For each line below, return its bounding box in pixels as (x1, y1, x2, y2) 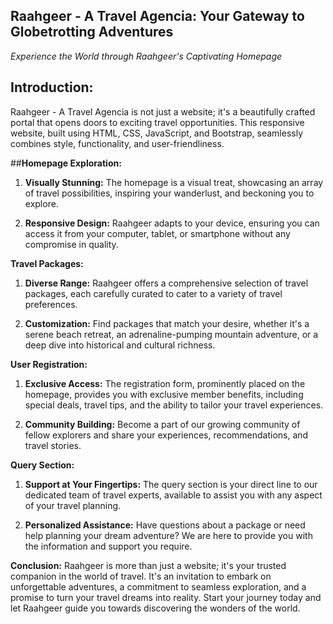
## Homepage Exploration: (10, 157, 122, 169)
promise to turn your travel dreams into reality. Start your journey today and (10, 591, 322, 603)
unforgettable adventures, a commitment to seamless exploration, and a (10, 580, 307, 593)
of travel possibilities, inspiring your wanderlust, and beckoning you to (24, 187, 315, 199)
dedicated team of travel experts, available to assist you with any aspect (24, 489, 323, 501)
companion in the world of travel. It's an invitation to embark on (10, 570, 272, 582)
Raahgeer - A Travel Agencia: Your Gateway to (10, 8, 305, 25)
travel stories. (24, 439, 82, 451)
